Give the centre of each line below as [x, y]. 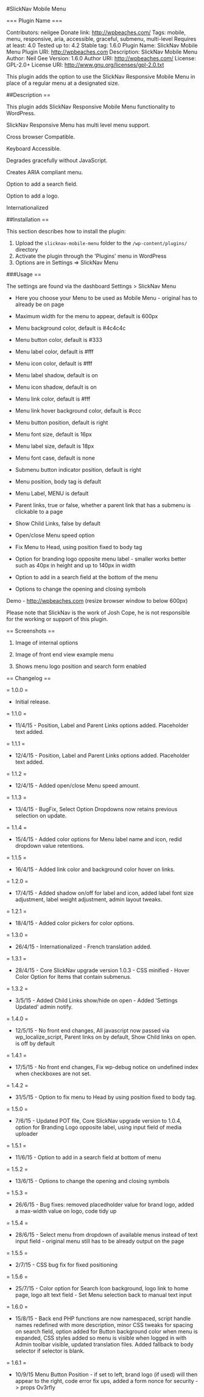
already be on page [40, 304]
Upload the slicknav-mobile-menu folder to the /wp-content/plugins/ [101, 243]
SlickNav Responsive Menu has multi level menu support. [78, 125]
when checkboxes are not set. [53, 1073]
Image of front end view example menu [64, 654]
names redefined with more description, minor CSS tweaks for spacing [104, 1325]
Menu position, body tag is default [58, 482]
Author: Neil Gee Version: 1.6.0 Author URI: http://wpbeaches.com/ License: [101, 58]
